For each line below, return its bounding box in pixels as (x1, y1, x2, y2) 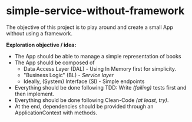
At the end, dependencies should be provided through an (14, 103, 154, 110)
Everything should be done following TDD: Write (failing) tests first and (14, 84, 187, 91)
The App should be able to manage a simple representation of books (14, 52, 181, 60)
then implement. (14, 90, 55, 97)
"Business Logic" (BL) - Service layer (23, 71, 114, 78)
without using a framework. (6, 29, 72, 37)
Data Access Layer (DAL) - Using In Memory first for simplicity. (23, 65, 177, 72)
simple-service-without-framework (6, 4, 185, 18)
